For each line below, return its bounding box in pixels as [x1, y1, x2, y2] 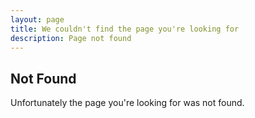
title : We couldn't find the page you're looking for [10, 24, 240, 34]
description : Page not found [10, 33, 132, 43]
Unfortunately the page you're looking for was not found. [10, 97, 245, 109]
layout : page [10, 14, 65, 25]
